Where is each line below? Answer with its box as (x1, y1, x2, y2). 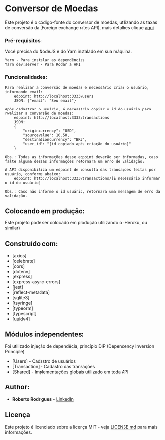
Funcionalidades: (5, 74, 48, 81)
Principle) (5, 348, 25, 354)
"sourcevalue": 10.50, (23, 132, 70, 138)
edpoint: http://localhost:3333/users (14, 94, 94, 99)
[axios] (12, 253, 27, 259)
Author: (5, 383, 30, 391)
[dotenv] (12, 269, 30, 275)
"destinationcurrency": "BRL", (23, 137, 87, 142)
